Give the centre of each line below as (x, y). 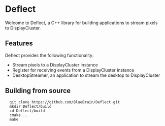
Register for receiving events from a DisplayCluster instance (73, 70)
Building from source (38, 91)
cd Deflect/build (27, 111)
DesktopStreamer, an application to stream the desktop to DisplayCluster (86, 75)
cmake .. (18, 115)
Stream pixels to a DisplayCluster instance (55, 64)
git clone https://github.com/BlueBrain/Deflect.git (65, 102)
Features (19, 44)
